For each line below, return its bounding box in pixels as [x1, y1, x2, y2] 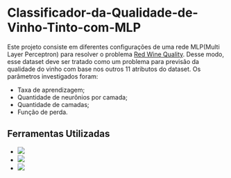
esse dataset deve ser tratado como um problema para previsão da [7, 57, 200, 65]
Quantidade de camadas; [17, 100, 89, 108]
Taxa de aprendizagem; [17, 86, 85, 94]
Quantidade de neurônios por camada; [17, 92, 128, 102]
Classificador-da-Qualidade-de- [7, 5, 199, 21]
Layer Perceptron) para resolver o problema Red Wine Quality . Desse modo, [7, 50, 224, 58]
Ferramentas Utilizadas [7, 128, 110, 140]
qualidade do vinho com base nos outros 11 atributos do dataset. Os [7, 65, 201, 73]
